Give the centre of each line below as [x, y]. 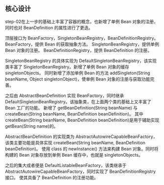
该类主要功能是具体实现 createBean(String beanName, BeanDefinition [75, 142]
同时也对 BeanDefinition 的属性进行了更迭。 [49, 27]
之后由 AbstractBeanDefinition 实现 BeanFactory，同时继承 [65, 95]
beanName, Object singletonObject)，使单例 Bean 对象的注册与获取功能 [78, 79]
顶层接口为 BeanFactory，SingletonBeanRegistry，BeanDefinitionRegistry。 [82, 38]
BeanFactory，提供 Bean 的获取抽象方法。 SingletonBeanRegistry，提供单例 [82, 44]
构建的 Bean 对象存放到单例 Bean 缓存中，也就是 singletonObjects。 [74, 155]
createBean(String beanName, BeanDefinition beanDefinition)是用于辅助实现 [82, 120]
